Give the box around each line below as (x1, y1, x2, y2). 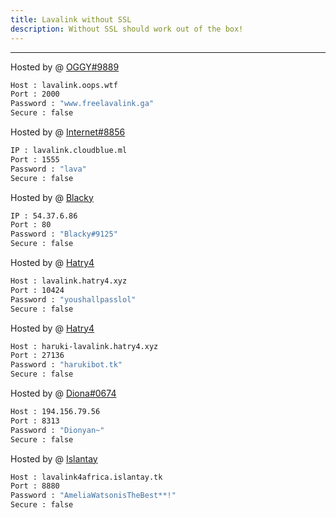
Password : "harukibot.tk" (10, 360, 123, 370)
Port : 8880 (10, 481, 60, 491)
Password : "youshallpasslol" (10, 294, 137, 305)
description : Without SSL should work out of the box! (10, 24, 244, 34)
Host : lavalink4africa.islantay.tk (10, 472, 163, 482)
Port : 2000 (10, 89, 60, 100)
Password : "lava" (10, 164, 87, 174)
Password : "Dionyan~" (10, 425, 105, 435)
